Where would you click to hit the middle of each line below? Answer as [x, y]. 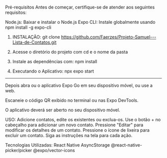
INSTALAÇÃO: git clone [36, 37]
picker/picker [19, 150]
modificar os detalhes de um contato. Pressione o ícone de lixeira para [78, 130]
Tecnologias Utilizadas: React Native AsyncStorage [58, 145]
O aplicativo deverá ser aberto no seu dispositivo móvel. [63, 110]
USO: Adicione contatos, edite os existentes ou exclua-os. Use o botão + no [83, 119]
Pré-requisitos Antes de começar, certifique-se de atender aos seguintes [80, 7]
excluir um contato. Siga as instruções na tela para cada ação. [69, 135]
